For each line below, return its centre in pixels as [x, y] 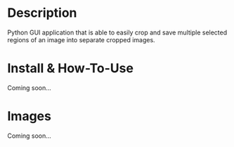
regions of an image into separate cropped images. [82, 39]
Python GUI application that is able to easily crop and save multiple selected [117, 32]
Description [42, 13]
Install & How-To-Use [70, 69]
